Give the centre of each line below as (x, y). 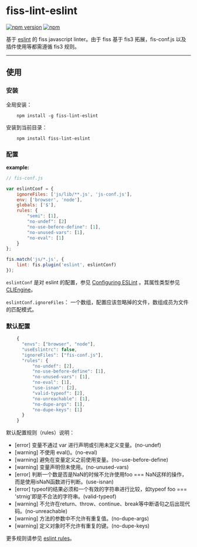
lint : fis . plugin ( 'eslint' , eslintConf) (67, 265)
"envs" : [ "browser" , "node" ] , (58, 344)
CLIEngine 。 (21, 290)
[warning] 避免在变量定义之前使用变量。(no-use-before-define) (91, 460)
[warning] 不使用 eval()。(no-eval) (56, 452)
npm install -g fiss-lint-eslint (57, 116)
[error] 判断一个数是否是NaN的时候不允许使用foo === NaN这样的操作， (101, 475)
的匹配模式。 (21, 309)
